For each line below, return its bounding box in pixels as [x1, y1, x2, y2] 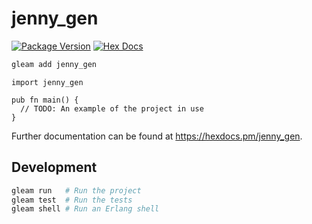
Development [11, 159, 98, 176]
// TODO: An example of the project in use [20, 103, 204, 114]
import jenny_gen [11, 77, 84, 87]
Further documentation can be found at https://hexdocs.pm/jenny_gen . [11, 130, 303, 142]
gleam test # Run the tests [11, 195, 133, 205]
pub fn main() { [11, 95, 79, 105]
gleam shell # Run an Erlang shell [11, 204, 160, 214]
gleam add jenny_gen [11, 59, 98, 69]
